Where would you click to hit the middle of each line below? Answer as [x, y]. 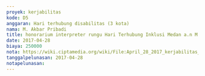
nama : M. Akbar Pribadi [37, 29]
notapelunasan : [26, 63]
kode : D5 [17, 18]
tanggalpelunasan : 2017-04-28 [45, 58]
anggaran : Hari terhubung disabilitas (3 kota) [68, 23]
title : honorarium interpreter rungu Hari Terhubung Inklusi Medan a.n [99, 35]
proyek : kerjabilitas [34, 12]
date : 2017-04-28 [28, 40]
